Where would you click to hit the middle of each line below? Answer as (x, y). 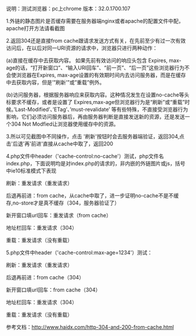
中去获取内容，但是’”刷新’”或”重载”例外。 (55, 82)
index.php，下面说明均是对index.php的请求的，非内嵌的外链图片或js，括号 (96, 163)
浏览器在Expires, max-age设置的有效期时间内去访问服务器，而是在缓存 (101, 75)
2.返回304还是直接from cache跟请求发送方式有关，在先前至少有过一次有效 (96, 41)
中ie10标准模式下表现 (31, 171)
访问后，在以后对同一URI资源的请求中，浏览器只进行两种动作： (82, 48)
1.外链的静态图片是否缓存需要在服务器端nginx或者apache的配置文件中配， (95, 21)
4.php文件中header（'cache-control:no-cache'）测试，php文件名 (85, 156)
